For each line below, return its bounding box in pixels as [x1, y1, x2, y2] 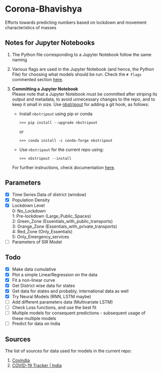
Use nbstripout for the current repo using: [19, 147, 104, 153]
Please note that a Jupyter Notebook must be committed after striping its [12, 91, 158, 97]
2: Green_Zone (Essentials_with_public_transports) [12, 218, 113, 224]
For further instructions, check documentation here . [12, 164, 116, 170]
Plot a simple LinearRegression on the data [12, 271, 98, 277]
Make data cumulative [12, 266, 57, 272]
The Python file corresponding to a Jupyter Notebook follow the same [12, 51, 151, 57]
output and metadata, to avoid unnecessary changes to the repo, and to [12, 96, 156, 102]
